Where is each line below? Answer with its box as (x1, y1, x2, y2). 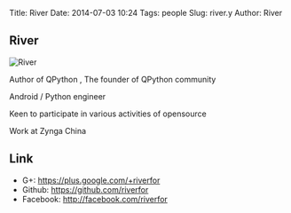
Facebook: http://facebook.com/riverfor (21, 193, 169, 204)
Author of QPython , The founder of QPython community (9, 74, 216, 84)
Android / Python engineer (9, 91, 106, 101)
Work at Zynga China (9, 125, 87, 136)
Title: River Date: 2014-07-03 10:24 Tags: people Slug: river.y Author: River (9, 8, 283, 18)
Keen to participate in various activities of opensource (9, 108, 207, 119)
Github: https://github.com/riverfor (21, 184, 149, 194)
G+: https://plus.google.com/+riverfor (21, 175, 161, 185)
